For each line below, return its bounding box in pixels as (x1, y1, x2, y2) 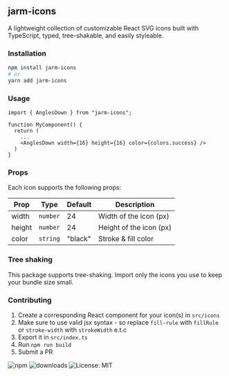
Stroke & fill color (98, 234, 154, 244)
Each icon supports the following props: (8, 183, 122, 192)
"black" (66, 234, 91, 244)
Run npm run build (17, 340, 72, 348)
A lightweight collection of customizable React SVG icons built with (8, 24, 199, 32)
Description (115, 200, 155, 210)
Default (66, 200, 92, 210)
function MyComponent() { (8, 121, 82, 129)
